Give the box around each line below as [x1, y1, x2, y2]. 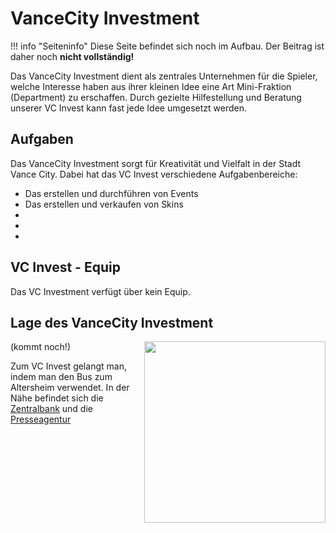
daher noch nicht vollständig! [10, 50, 135, 62]
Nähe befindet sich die [10, 392, 104, 404]
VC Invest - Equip [10, 259, 121, 276]
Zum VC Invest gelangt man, [10, 360, 127, 372]
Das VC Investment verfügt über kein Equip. [10, 285, 191, 297]
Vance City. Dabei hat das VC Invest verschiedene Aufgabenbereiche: [10, 168, 298, 180]
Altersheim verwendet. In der [10, 382, 130, 394]
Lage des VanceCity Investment [10, 314, 214, 331]
